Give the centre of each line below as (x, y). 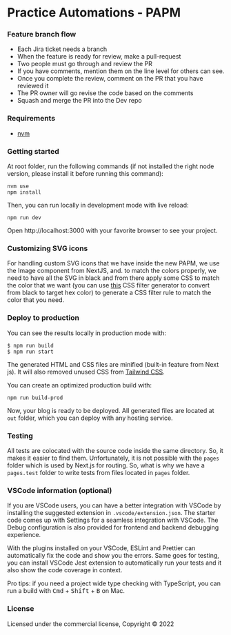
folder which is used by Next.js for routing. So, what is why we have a (106, 465)
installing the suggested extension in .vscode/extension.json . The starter (111, 513)
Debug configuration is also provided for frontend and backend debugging (113, 527)
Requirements (31, 119)
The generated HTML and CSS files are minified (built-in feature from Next (113, 364)
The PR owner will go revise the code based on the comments (105, 93)
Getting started (33, 151)
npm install (24, 192)
